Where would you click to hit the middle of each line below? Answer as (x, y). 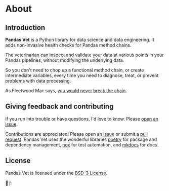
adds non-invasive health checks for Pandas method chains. (68, 45)
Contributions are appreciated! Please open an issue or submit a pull (77, 134)
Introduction (25, 28)
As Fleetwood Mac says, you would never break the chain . (66, 91)
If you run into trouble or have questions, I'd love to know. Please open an (82, 119)
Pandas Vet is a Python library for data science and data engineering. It (80, 40)
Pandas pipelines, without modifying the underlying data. (65, 60)
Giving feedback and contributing (59, 107)
